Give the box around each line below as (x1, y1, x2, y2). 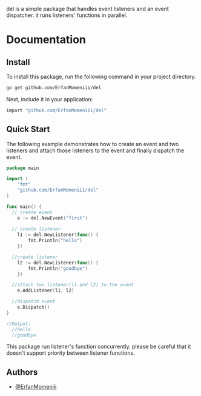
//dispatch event (12, 298, 56, 305)
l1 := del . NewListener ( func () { (17, 232, 99, 238)
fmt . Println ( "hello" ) (28, 238, 83, 244)
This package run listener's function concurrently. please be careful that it (6, 343, 191, 351)
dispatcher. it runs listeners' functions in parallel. (6, 12, 128, 19)
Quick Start (6, 124, 50, 135)
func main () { (6, 203, 42, 210)
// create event (12, 209, 53, 215)
